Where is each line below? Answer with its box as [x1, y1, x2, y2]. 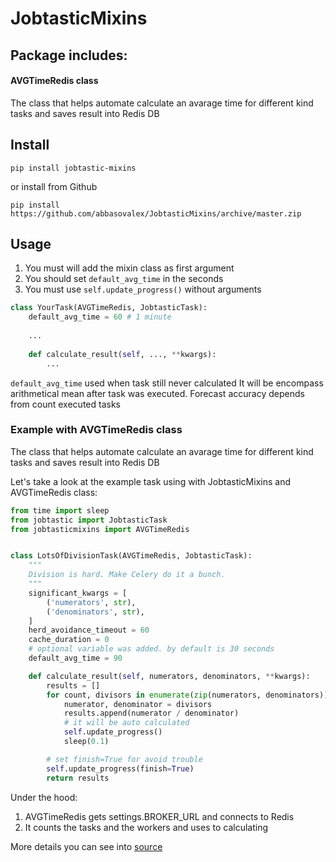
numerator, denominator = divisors [63, 699, 213, 709]
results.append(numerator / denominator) [63, 708, 240, 719]
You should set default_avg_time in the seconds [24, 273, 224, 285]
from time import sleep [10, 505, 110, 516]
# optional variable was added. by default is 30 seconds [28, 644, 275, 654]
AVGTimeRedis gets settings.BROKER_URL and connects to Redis [24, 810, 295, 822]
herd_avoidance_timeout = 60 [28, 625, 150, 636]
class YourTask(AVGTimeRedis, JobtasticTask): [10, 303, 208, 313]
